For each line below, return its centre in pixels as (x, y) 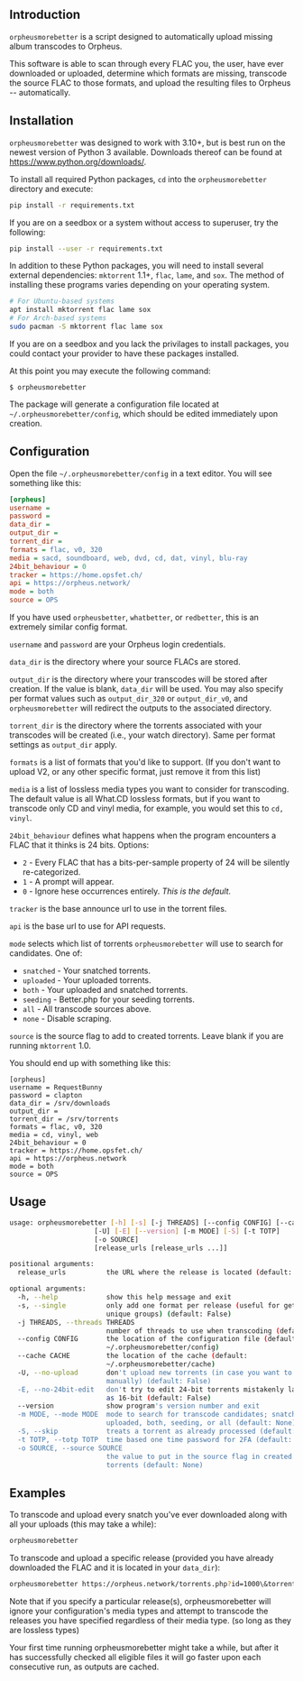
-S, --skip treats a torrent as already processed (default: (157, 1431)
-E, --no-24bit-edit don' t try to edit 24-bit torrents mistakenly (151, 1389)
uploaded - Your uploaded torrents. (87, 980)
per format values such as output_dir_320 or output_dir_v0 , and (129, 699)
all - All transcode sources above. (87, 1009)
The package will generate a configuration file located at (114, 404)
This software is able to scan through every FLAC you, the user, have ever (147, 63)
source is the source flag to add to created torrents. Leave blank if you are (147, 1036)
